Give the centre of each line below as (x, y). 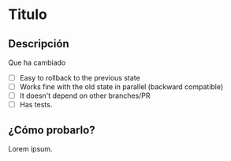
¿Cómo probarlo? (52, 130)
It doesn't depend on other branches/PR (85, 95)
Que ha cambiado (37, 62)
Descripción (39, 44)
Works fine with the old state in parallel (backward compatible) (121, 87)
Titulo (28, 15)
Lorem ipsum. (30, 149)
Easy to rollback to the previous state (80, 78)
